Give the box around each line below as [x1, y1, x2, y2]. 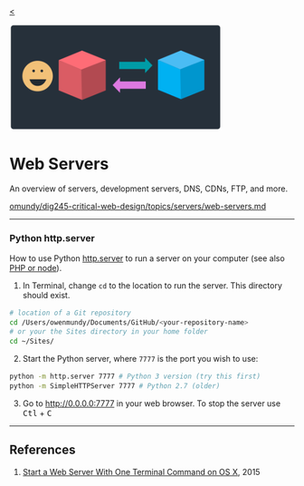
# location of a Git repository [9, 308, 131, 317]
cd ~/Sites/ [9, 337, 54, 346]
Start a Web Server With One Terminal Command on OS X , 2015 [22, 466, 261, 477]
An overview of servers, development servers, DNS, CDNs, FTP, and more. [9, 183, 288, 194]
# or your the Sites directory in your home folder [9, 327, 208, 336]
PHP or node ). [9, 262, 62, 273]
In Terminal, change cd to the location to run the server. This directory [22, 279, 283, 291]
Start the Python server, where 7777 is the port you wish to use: [22, 354, 259, 364]
